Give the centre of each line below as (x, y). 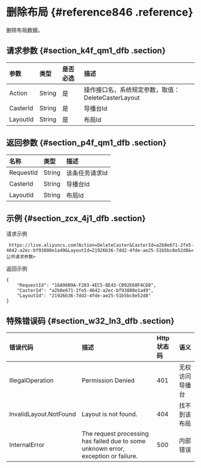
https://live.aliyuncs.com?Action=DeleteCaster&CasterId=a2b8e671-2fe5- (101, 245)
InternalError (27, 445)
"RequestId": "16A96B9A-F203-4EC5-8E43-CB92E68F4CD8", (87, 285)
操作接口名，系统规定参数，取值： (132, 89)
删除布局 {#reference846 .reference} (100, 12)
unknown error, (103, 449)
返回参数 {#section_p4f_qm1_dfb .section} (86, 143)
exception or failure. (110, 456)
